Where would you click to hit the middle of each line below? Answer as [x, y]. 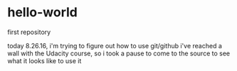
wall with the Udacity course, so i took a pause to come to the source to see [118, 53]
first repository [29, 32]
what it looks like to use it [44, 60]
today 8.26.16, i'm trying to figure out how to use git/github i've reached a [115, 45]
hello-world [43, 12]
